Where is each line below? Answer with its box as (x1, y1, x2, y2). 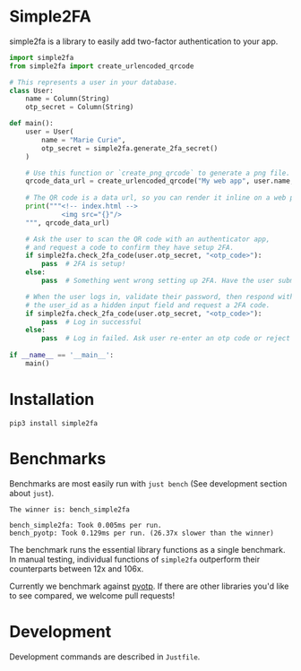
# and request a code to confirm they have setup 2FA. (25, 243, 235, 252)
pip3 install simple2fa (9, 418, 99, 427)
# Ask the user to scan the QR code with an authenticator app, (25, 235, 271, 244)
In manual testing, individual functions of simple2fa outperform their (9, 554, 261, 564)
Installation (9, 390, 95, 409)
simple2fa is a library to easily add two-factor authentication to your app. (9, 36, 279, 47)
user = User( (25, 127, 74, 136)
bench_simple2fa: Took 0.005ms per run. (9, 520, 163, 529)
